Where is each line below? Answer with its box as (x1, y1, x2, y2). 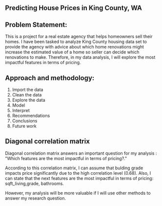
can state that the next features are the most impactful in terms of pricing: (5, 175, 154, 181)
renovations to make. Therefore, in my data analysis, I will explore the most (5, 54, 156, 60)
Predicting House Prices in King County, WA (5, 4, 142, 12)
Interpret (12, 108, 30, 114)
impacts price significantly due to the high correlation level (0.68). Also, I (5, 170, 151, 176)
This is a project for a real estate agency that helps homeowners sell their (5, 34, 153, 40)
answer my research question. (5, 195, 66, 201)
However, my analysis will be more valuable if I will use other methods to (5, 190, 151, 196)
